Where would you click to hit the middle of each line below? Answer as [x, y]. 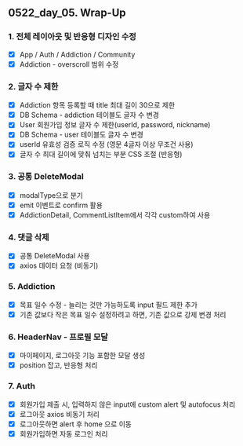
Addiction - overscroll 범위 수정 [69, 64]
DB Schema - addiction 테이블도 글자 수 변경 [89, 115]
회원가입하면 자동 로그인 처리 [63, 433]
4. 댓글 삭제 [29, 237]
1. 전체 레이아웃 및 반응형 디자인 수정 [73, 37]
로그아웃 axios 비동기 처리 [60, 414]
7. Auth [22, 386]
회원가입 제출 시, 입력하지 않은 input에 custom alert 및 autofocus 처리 [127, 404]
